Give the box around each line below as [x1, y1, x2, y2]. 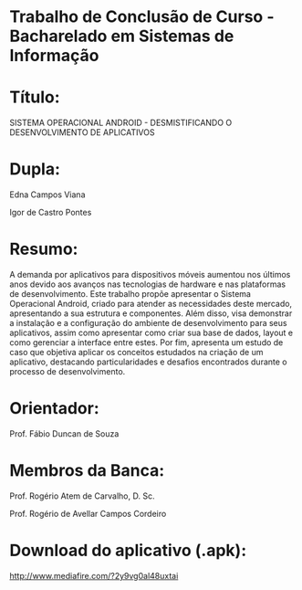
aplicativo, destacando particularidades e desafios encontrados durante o [9, 356, 287, 367]
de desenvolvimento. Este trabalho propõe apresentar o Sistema [9, 289, 251, 299]
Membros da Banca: [9, 460, 165, 481]
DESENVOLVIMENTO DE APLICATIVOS [9, 127, 155, 138]
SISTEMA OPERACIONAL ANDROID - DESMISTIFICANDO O [9, 117, 233, 129]
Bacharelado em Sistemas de [9, 26, 234, 47]
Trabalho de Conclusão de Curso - [9, 6, 275, 27]
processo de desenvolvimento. [9, 366, 126, 376]
